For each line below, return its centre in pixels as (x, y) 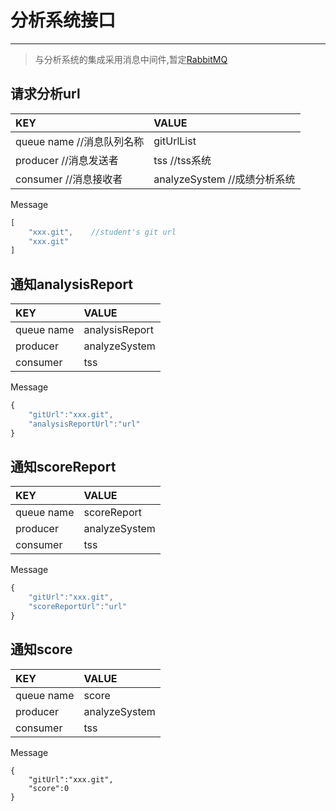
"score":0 (49, 788)
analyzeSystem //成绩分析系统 (224, 179)
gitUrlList (175, 141)
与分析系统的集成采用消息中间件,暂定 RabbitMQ (131, 59)
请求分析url (45, 94)
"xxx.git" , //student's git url (102, 232)
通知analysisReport (72, 284)
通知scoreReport (63, 466)
